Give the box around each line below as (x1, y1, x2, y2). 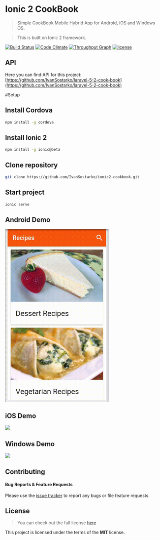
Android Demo (5, 215, 51, 224)
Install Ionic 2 (5, 133, 47, 142)
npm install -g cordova (5, 120, 54, 125)
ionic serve (5, 202, 30, 207)
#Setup (5, 91, 20, 97)
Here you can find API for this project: (5, 72, 82, 78)
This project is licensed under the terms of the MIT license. (5, 530, 125, 536)
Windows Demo (5, 440, 55, 448)
